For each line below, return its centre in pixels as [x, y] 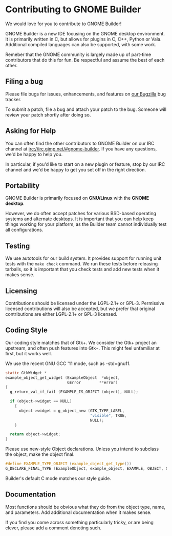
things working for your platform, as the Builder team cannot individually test [86, 224]
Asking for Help [31, 131]
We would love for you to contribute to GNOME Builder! [63, 24]
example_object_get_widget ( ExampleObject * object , [63, 378]
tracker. [13, 99]
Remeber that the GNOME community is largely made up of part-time [78, 54]
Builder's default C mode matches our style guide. [58, 478]
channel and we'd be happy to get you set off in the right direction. [76, 169]
